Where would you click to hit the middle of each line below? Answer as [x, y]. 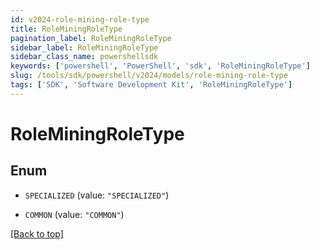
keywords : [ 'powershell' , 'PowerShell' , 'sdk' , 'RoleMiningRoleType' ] [160, 66]
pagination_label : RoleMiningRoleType [91, 38]
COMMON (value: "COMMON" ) [74, 214]
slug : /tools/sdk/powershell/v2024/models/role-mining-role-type [149, 76]
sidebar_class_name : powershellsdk [84, 57]
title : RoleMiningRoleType [66, 29]
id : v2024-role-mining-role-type [80, 19]
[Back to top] [37, 233]
